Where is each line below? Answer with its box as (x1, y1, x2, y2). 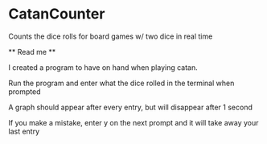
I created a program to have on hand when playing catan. (8, 62, 199, 72)
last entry (8, 126, 40, 136)
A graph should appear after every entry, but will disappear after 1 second (8, 102, 253, 112)
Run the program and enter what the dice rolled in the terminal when (8, 78, 235, 88)
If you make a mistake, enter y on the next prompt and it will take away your (8, 117, 259, 127)
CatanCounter (8, 5, 105, 23)
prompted (8, 86, 42, 97)
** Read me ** (8, 47, 56, 56)
